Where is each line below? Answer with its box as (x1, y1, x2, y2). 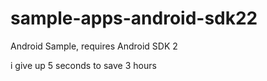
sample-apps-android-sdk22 (10, 7, 258, 30)
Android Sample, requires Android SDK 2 (10, 40, 178, 52)
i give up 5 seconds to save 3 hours (10, 59, 157, 71)
